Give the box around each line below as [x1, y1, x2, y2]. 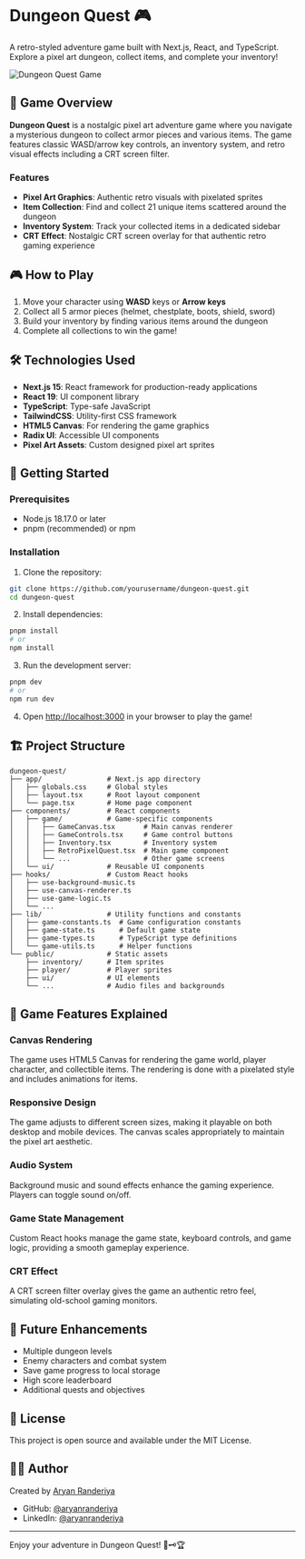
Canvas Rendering [9, 1034, 93, 1046]
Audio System [9, 1159, 74, 1172]
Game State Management [9, 1212, 124, 1224]
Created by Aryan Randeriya [9, 1485, 115, 1496]
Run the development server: [22, 660, 132, 671]
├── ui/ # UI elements [25, 974, 161, 983]
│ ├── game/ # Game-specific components [9, 814, 213, 824]
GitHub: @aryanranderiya [22, 1503, 118, 1514]
